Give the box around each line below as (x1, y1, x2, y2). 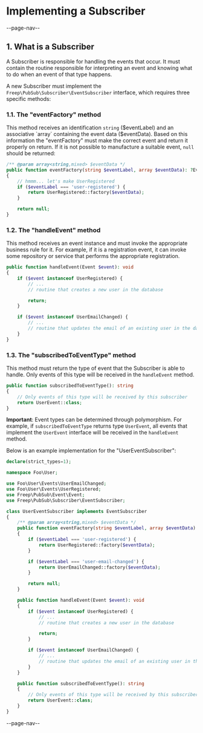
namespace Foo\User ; (6, 470, 59, 476)
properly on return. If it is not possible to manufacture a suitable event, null (6, 143, 195, 150)
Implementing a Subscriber (6, 4, 146, 18)
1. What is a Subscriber (6, 42, 95, 52)
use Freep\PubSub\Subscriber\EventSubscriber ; (6, 497, 126, 503)
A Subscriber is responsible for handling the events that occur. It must (6, 57, 180, 65)
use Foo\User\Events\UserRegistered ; (6, 486, 101, 492)
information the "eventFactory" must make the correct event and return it (6, 137, 188, 144)
